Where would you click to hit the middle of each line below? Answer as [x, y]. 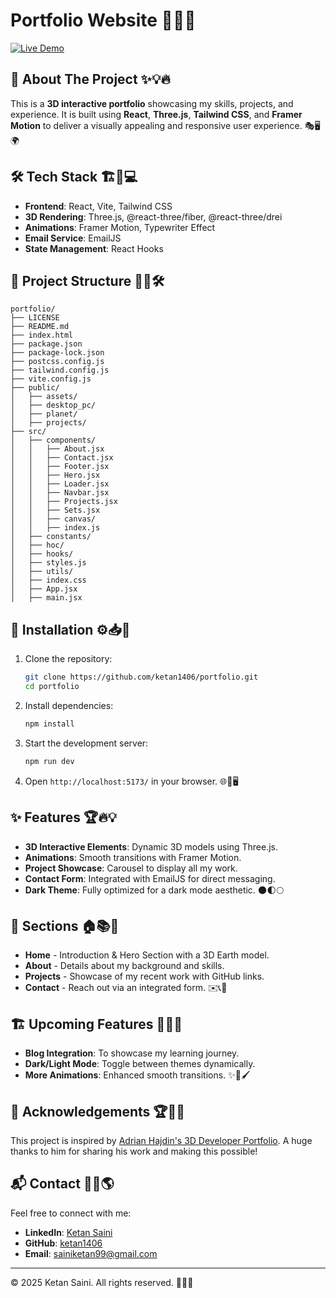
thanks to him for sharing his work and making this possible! [134, 1151]
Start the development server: [86, 743]
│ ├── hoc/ [37, 545]
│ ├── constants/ [51, 537]
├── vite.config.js [51, 379]
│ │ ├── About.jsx [57, 449]
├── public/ [35, 388]
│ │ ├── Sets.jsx [55, 510]
